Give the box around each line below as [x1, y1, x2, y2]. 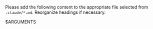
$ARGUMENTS [5, 19, 36, 25]
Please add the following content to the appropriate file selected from [5, 4, 148, 10]
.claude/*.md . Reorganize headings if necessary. [5, 9, 106, 15]
